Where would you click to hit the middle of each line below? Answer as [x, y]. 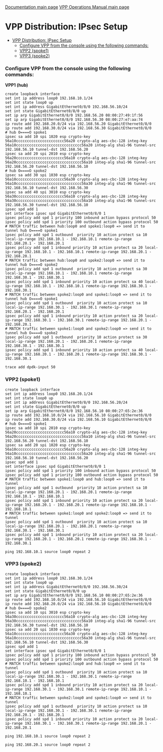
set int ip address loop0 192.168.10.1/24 [49, 99]
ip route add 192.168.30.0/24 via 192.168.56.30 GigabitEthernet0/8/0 [78, 128]
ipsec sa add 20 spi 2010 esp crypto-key [48, 154]
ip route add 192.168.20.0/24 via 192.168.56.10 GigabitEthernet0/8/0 [78, 604]
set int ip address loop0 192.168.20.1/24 [49, 394]
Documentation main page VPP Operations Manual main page [67, 7]
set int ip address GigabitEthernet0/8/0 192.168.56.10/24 [66, 107]
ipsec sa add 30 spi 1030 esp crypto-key [48, 175]
